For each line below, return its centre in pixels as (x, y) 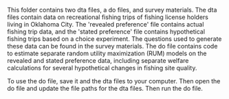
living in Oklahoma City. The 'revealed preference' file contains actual (106, 24)
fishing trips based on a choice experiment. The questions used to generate (115, 39)
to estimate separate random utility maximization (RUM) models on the (107, 53)
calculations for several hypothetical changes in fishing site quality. (102, 68)
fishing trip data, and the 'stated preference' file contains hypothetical (106, 31)
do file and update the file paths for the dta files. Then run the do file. (105, 88)
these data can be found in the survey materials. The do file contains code (112, 46)
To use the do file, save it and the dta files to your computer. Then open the (114, 81)
